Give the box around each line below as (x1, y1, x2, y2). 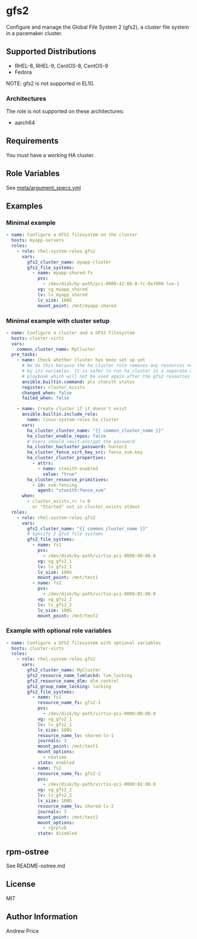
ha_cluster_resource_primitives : (27, 476, 109, 483)
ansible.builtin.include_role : (21, 411, 98, 417)
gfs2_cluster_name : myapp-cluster (27, 259, 111, 265)
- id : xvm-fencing (32, 482, 77, 488)
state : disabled (37, 831, 77, 836)
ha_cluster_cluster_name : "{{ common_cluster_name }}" (27, 428, 164, 433)
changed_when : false (21, 390, 72, 396)
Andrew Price (6, 927, 39, 934)
